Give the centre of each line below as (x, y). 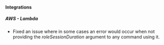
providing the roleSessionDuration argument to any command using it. (86, 37)
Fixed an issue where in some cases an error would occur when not (84, 31)
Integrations (19, 7)
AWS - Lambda (22, 19)
